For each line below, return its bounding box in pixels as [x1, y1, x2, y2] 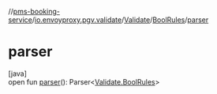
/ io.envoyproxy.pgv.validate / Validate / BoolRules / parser [32, 15, 209, 24]
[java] [8, 69, 28, 78]
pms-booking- [13, 7, 61, 16]
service [8, 15, 33, 24]
